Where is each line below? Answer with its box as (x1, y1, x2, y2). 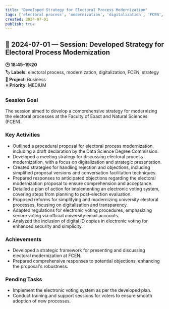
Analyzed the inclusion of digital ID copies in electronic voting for (12, 218, 148, 224)
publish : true (5, 21, 35, 27)
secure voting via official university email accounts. (12, 212, 120, 218)
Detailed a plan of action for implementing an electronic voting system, (12, 186, 160, 192)
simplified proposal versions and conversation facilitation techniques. (12, 169, 157, 175)
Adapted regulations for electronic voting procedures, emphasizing (12, 207, 152, 213)
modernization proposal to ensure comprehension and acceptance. (12, 180, 153, 187)
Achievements (5, 235, 42, 242)
